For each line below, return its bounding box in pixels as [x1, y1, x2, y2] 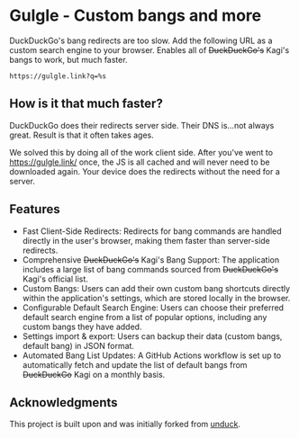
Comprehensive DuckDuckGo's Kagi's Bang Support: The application [22, 254, 280, 265]
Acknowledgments [9, 395, 119, 410]
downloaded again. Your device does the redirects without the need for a [9, 165, 281, 176]
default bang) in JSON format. [22, 340, 135, 351]
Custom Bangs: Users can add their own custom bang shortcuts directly [22, 282, 291, 293]
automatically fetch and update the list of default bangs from [22, 359, 248, 370]
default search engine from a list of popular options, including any [22, 311, 267, 322]
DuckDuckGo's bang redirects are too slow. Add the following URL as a [9, 35, 273, 46]
